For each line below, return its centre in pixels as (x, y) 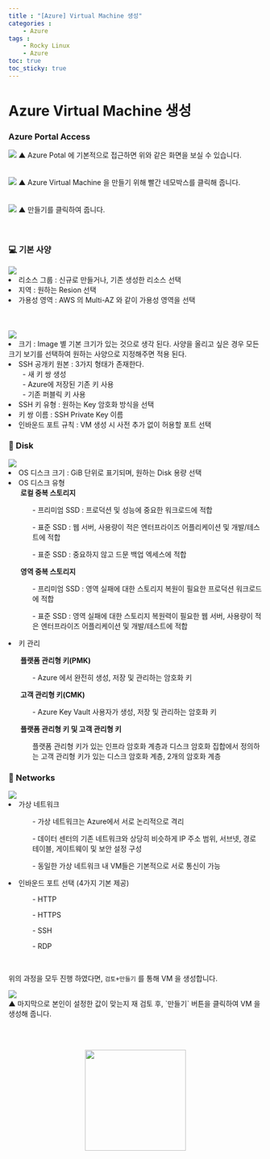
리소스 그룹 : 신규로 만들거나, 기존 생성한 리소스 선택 (100, 279)
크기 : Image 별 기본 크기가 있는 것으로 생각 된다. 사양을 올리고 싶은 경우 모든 (139, 343)
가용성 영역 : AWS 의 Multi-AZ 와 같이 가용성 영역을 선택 (107, 300)
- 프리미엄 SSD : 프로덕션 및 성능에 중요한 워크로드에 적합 (122, 510)
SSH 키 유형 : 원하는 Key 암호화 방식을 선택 (87, 404)
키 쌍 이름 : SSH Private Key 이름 (71, 414)
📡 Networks (32, 778)
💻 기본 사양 (30, 250)
